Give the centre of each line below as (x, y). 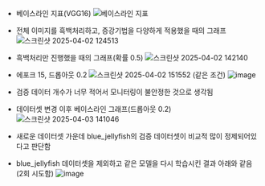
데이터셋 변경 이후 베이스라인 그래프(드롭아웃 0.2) (94, 109)
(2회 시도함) (35, 174)
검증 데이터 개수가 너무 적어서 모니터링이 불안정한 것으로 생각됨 (114, 92)
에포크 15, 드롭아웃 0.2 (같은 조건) (121, 75)
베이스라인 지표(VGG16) (53, 13)
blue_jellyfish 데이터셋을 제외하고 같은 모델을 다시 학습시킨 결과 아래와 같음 (134, 163)
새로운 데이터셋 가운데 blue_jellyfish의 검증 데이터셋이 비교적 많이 (119, 136)
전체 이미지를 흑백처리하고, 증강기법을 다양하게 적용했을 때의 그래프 (121, 31)
